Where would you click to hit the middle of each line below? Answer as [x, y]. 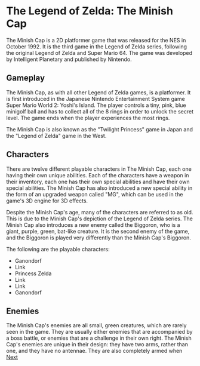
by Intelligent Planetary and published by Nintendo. [69, 59]
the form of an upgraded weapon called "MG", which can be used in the [95, 194]
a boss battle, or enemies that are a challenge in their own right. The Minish [99, 338]
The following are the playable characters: [58, 249]
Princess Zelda [33, 273]
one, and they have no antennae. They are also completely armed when [94, 351]
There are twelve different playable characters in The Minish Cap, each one [99, 169]
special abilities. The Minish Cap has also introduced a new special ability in [99, 188]
